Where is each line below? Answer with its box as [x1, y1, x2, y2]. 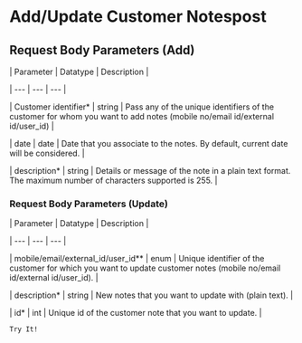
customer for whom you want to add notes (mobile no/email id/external [9, 111, 274, 121]
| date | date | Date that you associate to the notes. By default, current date [9, 138, 288, 148]
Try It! [9, 325, 39, 334]
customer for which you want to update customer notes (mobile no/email [9, 262, 281, 273]
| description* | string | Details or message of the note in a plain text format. [9, 166, 291, 176]
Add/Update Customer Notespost [9, 6, 267, 27]
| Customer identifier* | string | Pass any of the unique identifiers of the [9, 101, 274, 112]
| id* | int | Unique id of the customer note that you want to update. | [9, 308, 262, 319]
